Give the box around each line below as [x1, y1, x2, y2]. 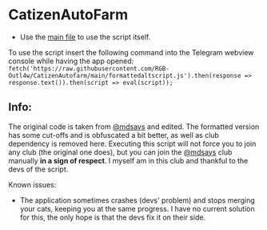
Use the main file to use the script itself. [19, 32, 151, 42]
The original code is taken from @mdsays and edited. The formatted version [8, 122, 260, 131]
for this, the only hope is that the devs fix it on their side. [19, 212, 206, 222]
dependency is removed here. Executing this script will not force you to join [8, 139, 257, 148]
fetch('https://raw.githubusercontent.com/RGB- [8, 64, 170, 73]
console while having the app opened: [8, 56, 134, 66]
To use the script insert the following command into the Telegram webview [8, 47, 254, 57]
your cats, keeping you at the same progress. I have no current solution [19, 204, 255, 213]
